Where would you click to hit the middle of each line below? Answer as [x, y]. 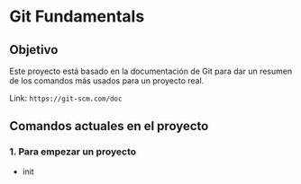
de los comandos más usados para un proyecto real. [107, 81]
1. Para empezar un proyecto [73, 152]
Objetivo [34, 50]
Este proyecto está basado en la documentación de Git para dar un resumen [151, 71]
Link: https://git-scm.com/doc [66, 98]
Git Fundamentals [77, 17]
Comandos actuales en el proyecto [109, 126]
